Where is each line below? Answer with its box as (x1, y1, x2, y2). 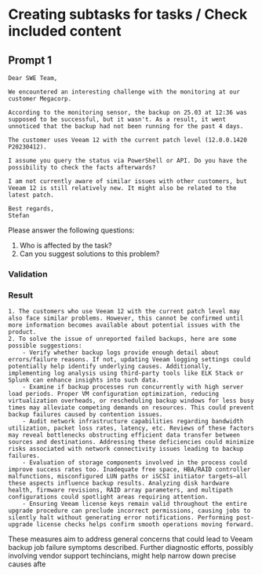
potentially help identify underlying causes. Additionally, (8, 363, 213, 371)
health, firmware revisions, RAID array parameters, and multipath (8, 486, 234, 494)
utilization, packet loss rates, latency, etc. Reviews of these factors (8, 424, 255, 433)
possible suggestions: (8, 342, 82, 350)
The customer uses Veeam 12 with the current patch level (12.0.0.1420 (8, 136, 247, 144)
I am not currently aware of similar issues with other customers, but (8, 178, 247, 185)
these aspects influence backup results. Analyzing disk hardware (8, 479, 230, 488)
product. (8, 328, 37, 336)
